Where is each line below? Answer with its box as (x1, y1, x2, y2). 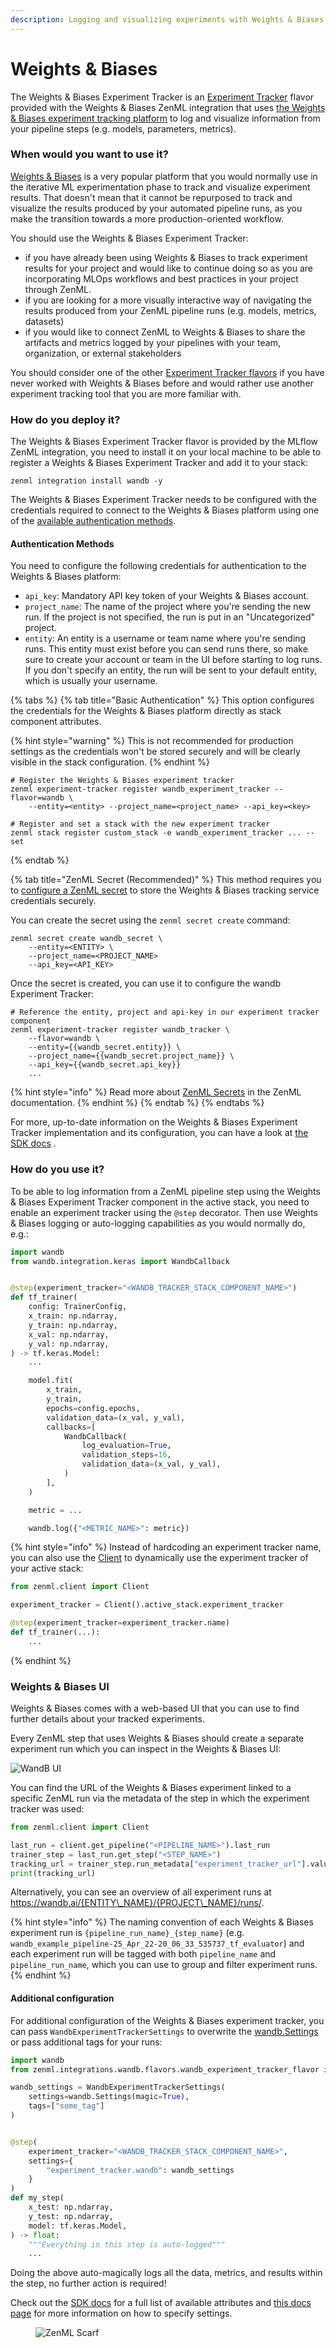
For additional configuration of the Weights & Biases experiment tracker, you (10, 2014, 325, 2026)
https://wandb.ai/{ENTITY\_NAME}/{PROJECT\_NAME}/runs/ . (10, 1897, 265, 1909)
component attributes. (10, 716, 102, 728)
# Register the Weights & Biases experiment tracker (10, 776, 235, 786)
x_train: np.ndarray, (28, 1311, 118, 1321)
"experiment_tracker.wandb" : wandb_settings (46, 2165, 235, 2175)
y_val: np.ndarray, (28, 1339, 110, 1349)
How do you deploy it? (10, 412, 121, 426)
